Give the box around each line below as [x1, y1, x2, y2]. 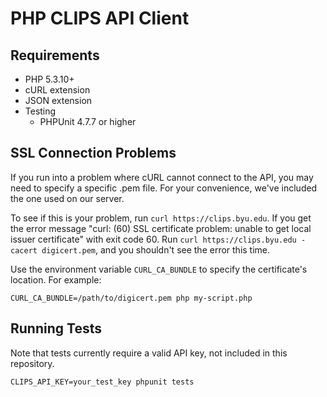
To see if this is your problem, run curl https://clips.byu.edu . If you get [10, 212, 312, 224]
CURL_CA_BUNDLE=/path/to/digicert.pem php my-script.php [10, 293, 253, 303]
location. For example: [10, 273, 102, 286]
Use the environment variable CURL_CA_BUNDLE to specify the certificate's [10, 263, 308, 275]
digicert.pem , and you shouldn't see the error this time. [41, 243, 271, 256]
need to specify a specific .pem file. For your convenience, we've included [10, 182, 318, 194]
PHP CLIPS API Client [10, 7, 190, 30]
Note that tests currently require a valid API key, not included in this [10, 347, 288, 359]
